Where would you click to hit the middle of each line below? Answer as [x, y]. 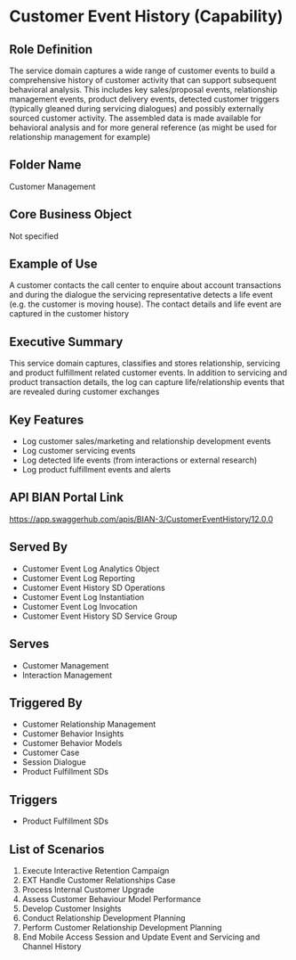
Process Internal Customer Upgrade [88, 890]
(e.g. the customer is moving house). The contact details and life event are [145, 304]
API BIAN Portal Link [67, 498]
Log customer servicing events [79, 451]
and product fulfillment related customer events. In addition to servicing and [148, 373]
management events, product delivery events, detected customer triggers [144, 99]
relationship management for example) [80, 137]
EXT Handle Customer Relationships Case [99, 880]
